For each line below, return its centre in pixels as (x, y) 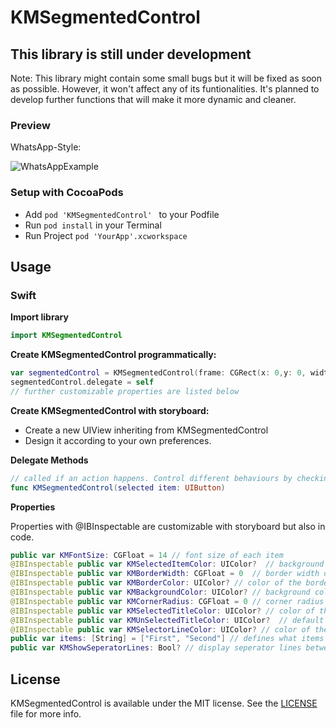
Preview (30, 125)
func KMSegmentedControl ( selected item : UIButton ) (118, 487)
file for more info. (46, 713)
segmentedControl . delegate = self (82, 382)
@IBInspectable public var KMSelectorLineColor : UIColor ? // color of (160, 629)
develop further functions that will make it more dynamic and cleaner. (153, 99)
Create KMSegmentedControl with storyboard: (110, 410)
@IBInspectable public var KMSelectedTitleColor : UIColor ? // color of (162, 611)
